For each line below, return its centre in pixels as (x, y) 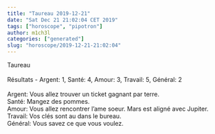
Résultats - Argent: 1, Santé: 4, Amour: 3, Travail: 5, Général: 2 (94, 79)
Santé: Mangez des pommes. (48, 101)
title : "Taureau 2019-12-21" (49, 13)
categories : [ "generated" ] (46, 39)
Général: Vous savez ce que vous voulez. (65, 123)
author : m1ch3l (29, 33)
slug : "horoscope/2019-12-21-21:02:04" (64, 45)
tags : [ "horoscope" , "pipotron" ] (55, 26)
